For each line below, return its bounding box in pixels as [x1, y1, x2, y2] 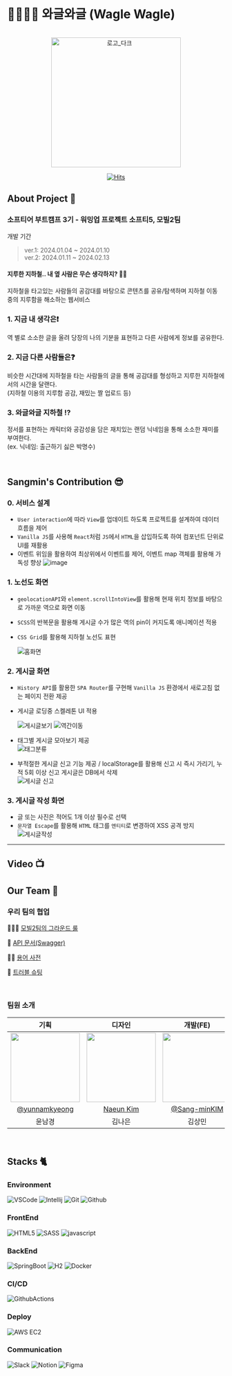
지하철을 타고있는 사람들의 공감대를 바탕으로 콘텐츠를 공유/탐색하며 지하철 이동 [7, 287, 218, 295]
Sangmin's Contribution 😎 [7, 476, 124, 488]
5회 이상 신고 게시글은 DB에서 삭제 [24, 768, 118, 776]
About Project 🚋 [7, 193, 77, 205]
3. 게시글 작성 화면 [7, 795, 65, 805]
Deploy [7, 1312, 32, 1322]
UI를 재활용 [17, 541, 48, 550]
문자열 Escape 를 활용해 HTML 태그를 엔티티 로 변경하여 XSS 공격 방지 [17, 822, 195, 830]
